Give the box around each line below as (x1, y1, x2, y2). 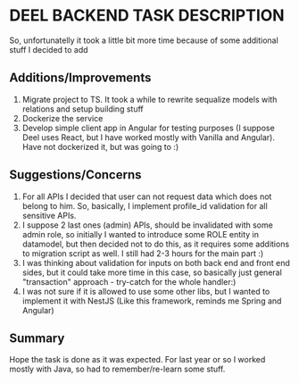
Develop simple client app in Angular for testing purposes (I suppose (21, 122, 275, 133)
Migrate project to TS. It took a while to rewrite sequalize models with (21, 94, 278, 104)
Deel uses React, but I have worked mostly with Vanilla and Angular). (21, 131, 275, 143)
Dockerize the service (21, 112, 104, 123)
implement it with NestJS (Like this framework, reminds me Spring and (21, 296, 282, 306)
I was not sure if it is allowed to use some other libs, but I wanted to (21, 286, 270, 296)
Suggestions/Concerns (9, 167, 142, 183)
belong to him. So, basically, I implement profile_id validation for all (21, 200, 268, 211)
